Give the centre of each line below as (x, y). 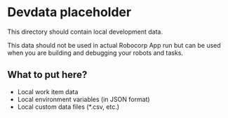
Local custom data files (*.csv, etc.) (68, 107)
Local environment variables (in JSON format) (83, 99)
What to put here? (47, 75)
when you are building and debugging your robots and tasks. (95, 53)
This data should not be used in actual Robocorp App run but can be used (114, 45)
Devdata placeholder (69, 12)
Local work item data (48, 91)
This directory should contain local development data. (85, 32)
